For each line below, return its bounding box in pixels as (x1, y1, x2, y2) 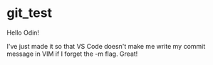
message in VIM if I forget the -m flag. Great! (6, 49, 138, 58)
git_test (6, 5, 53, 21)
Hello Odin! (6, 28, 40, 37)
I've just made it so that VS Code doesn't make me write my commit (6, 42, 206, 50)
